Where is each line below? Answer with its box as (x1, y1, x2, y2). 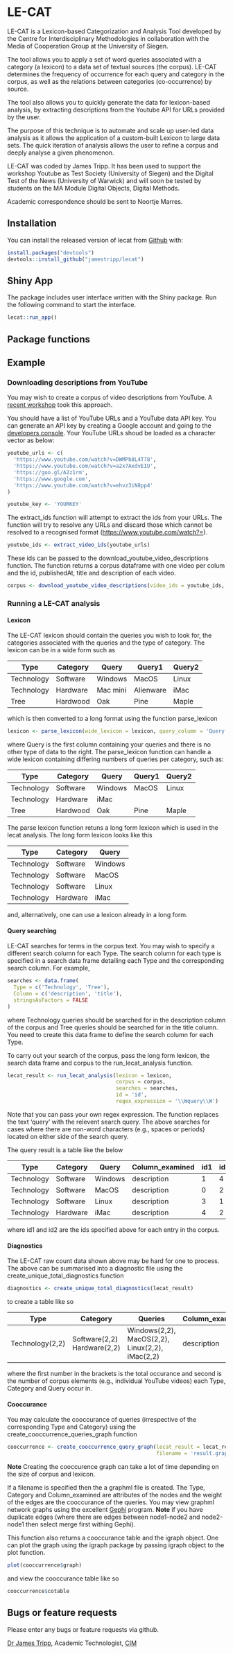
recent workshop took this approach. (7, 401, 113, 409)
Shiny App (7, 275, 53, 286)
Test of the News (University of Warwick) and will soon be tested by (7, 176, 202, 184)
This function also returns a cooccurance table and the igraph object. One (7, 1533, 219, 1542)
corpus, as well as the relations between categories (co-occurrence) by (7, 77, 212, 85)
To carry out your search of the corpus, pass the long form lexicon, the (7, 1051, 210, 1059)
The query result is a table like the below (7, 1145, 123, 1154)
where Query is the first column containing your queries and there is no (7, 740, 212, 749)
